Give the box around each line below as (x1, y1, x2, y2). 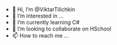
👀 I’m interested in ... (12, 12, 64, 19)
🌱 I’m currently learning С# (12, 19, 80, 26)
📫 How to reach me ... (12, 32, 69, 39)
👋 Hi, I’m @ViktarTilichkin (12, 6, 76, 13)
